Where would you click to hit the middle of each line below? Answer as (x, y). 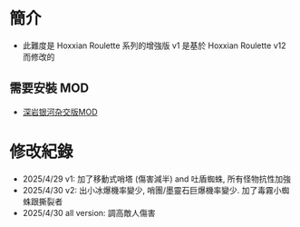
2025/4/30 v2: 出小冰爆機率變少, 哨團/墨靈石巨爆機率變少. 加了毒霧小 (152, 190)
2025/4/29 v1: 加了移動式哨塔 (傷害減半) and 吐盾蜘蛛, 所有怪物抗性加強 (157, 179)
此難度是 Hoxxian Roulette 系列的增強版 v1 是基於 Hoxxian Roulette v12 (154, 45)
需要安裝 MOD (49, 89)
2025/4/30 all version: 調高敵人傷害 (89, 212)
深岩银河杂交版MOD (60, 112)
